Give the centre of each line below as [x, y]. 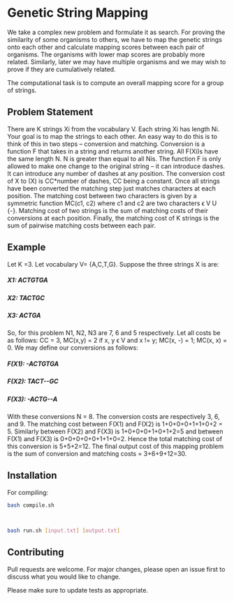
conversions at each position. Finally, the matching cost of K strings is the [114, 218]
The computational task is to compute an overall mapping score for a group [116, 82]
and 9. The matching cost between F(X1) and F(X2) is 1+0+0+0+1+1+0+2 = [115, 424]
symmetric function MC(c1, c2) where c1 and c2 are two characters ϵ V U [112, 203]
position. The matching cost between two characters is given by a [102, 195]
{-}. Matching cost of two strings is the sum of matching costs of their [108, 210]
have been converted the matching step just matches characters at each [112, 188]
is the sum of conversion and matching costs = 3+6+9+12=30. [97, 454]
